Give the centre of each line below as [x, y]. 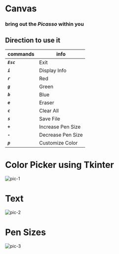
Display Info [53, 70]
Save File [50, 118]
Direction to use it [33, 40]
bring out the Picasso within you [45, 24]
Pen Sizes [26, 232]
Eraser [47, 102]
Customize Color [58, 143]
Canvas [21, 9]
